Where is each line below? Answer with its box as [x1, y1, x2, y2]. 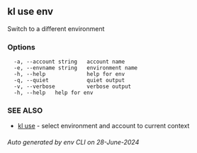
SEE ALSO [7, 106, 43, 115]
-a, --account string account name [13, 58, 125, 66]
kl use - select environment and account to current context [17, 122, 190, 130]
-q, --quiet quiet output [13, 77, 125, 84]
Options [7, 42, 35, 52]
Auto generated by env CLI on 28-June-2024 [7, 138, 140, 146]
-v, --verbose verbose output [13, 83, 132, 91]
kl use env [7, 6, 53, 18]
